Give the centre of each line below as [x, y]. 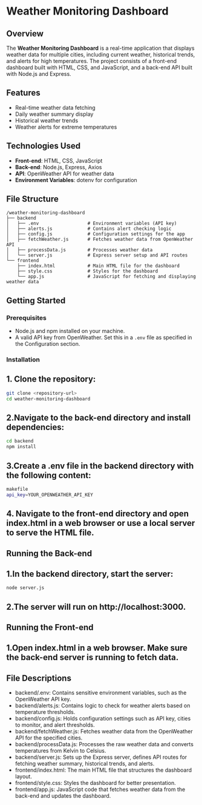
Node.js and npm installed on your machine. [70, 331]
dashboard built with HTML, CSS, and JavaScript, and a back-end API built [99, 67]
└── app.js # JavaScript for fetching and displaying [107, 277]
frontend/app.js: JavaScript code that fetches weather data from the [100, 789]
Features [23, 93]
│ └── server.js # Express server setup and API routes [97, 255]
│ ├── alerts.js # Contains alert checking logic [89, 229]
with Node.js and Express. [39, 74]
